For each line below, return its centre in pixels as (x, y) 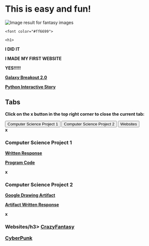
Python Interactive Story (30, 87)
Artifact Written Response (32, 205)
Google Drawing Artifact (30, 195)
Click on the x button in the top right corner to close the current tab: (75, 114)
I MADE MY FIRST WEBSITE (33, 58)
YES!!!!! (13, 68)
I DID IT (12, 49)
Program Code (20, 163)
